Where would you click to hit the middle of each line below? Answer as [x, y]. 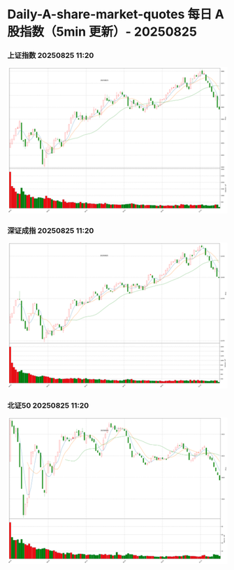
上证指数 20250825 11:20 [51, 55]
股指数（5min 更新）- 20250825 [102, 32]
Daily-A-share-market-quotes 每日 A [116, 14]
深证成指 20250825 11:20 [51, 231]
